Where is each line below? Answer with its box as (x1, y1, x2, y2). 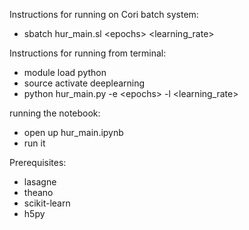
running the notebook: (9, 107, 101, 119)
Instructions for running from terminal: (9, 47, 167, 59)
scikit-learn (23, 197, 71, 209)
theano (23, 187, 54, 198)
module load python (23, 67, 107, 78)
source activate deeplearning (23, 77, 146, 89)
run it (23, 137, 46, 149)
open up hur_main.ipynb (23, 127, 124, 138)
